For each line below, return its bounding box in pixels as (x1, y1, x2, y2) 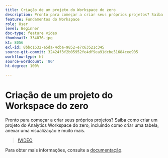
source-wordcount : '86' (5, 59, 55, 64)
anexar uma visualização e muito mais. (5, 128, 86, 134)
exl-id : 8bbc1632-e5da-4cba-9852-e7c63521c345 (5, 45, 105, 50)
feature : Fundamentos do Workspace (5, 17, 80, 22)
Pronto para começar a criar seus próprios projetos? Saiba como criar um (5, 117, 158, 123)
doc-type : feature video (5, 31, 57, 36)
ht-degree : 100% (5, 63, 39, 68)
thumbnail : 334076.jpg (5, 36, 53, 41)
